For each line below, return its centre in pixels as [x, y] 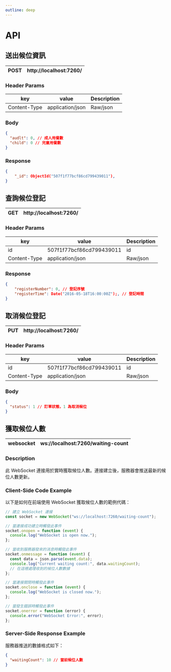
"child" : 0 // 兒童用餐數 [35, 143]
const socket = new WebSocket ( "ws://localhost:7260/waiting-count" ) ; [81, 517]
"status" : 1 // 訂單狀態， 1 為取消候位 [48, 407]
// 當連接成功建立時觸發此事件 [34, 526]
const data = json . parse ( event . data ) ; [51, 559]
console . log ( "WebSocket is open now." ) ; [53, 536]
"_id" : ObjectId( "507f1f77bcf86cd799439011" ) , [65, 176]
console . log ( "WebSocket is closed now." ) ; [56, 592]
